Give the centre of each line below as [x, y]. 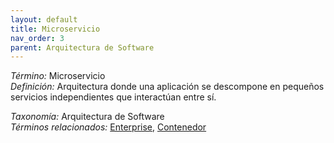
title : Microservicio [55, 29]
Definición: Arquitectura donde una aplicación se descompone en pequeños [167, 87]
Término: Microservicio [58, 76]
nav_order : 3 [37, 38]
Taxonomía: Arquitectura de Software [87, 117]
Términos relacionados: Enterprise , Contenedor [108, 127]
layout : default [44, 19]
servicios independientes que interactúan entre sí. [113, 97]
